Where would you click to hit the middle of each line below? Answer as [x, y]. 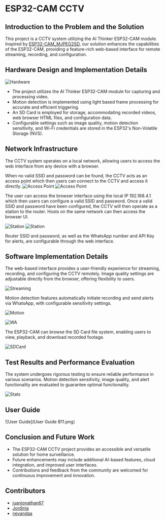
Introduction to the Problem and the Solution [75, 27]
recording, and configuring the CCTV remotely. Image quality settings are [80, 274]
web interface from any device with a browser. [52, 166]
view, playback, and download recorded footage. [55, 337]
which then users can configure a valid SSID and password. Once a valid [79, 201]
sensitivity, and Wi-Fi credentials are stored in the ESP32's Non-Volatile [85, 128]
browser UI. [17, 217]
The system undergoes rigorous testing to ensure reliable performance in [80, 374]
